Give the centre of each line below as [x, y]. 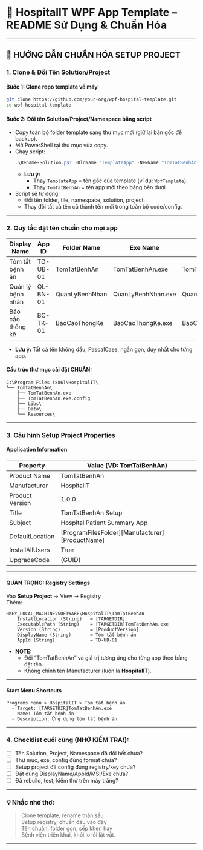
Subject [20, 523]
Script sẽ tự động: [37, 194]
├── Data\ [30, 409]
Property [32, 465]
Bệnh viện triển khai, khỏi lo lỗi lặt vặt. [68, 835]
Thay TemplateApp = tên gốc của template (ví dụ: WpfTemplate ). [111, 181]
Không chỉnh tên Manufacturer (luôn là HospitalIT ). [88, 671]
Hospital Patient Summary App [104, 523]
